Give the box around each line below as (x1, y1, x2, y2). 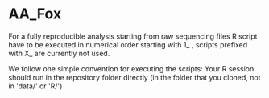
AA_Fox (8, 5, 62, 23)
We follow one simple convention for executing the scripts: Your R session (8, 63, 255, 73)
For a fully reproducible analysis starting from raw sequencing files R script (8, 31, 258, 41)
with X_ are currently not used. (8, 48, 110, 58)
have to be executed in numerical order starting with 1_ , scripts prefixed (8, 39, 248, 49)
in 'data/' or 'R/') (8, 81, 63, 91)
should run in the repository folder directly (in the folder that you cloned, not (8, 72, 261, 82)
